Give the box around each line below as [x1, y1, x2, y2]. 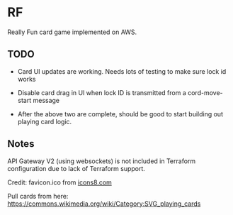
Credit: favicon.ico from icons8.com [7, 178, 112, 187]
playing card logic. [17, 117, 72, 126]
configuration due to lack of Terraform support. [7, 164, 145, 172]
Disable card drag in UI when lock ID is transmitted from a [17, 88, 186, 97]
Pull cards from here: [7, 192, 69, 200]
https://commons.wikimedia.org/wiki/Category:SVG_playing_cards [7, 199, 201, 208]
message [33, 96, 60, 104]
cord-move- [187, 88, 223, 97]
